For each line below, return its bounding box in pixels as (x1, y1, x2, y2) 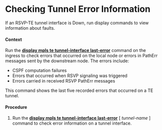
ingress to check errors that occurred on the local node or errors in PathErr (5, 53, 158, 59)
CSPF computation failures (12, 68, 67, 74)
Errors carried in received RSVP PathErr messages (12, 78, 115, 84)
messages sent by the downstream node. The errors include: (5, 58, 129, 64)
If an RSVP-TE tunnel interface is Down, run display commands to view (5, 20, 149, 26)
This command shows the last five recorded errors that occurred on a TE (5, 87, 154, 93)
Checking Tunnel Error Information (5, 3, 151, 15)
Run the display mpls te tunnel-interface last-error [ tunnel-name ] (12, 115, 151, 121)
